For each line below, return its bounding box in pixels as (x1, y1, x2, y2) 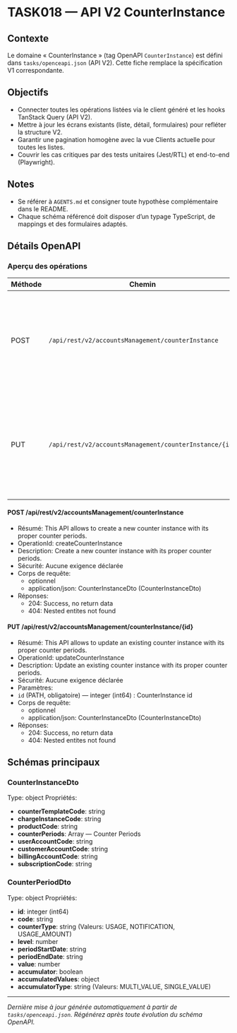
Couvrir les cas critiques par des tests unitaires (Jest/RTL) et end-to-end (17, 150, 230, 159)
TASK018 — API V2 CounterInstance (7, 4, 226, 20)
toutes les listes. (17, 143, 65, 151)
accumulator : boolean (17, 967, 83, 976)
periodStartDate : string (17, 945, 87, 953)
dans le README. (17, 204, 68, 213)
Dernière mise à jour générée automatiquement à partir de (7, 1003, 178, 1011)
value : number (17, 960, 61, 968)
